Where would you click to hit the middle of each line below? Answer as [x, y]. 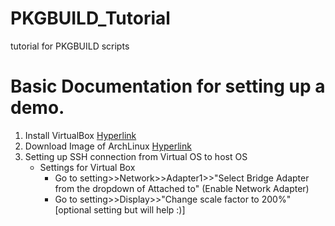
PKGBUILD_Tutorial [90, 18]
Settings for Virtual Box [87, 167]
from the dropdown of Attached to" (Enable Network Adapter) [182, 188]
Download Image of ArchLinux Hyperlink [108, 146]
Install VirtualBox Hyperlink [80, 135]
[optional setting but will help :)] [120, 209]
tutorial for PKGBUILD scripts [70, 46]
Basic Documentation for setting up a [168, 86]
